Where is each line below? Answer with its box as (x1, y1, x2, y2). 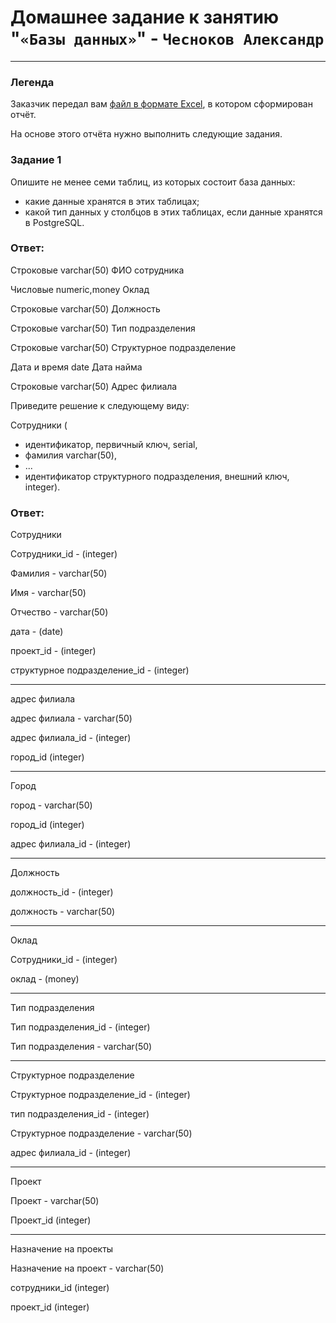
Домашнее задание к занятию (10, 6, 280, 29)
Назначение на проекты (10, 1243, 114, 1255)
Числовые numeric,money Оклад (10, 283, 150, 295)
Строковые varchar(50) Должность (10, 302, 161, 315)
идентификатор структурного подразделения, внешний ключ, (24, 470, 290, 482)
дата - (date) (10, 626, 64, 638)
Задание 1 (10, 153, 62, 167)
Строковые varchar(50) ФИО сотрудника (10, 264, 185, 276)
